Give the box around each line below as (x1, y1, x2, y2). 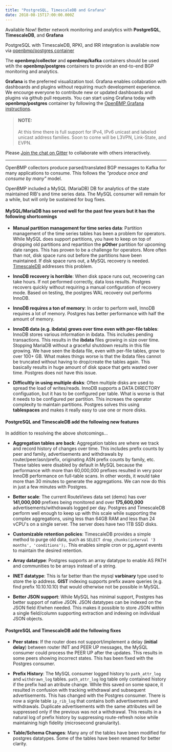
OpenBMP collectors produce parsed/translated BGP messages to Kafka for (5, 164, 165, 170)
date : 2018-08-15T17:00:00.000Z (5, 12, 74, 17)
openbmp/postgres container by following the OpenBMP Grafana (5, 100, 144, 106)
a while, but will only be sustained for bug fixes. (5, 196, 106, 202)
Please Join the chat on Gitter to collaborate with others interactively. (5, 150, 151, 156)
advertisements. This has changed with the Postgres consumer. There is (12, 692, 166, 699)
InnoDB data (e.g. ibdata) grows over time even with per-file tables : (12, 326, 159, 332)
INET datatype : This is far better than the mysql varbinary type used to (12, 573, 164, 579)
